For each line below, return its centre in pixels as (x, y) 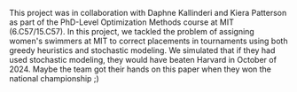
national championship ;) (54, 78)
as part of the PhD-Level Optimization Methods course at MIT (122, 22)
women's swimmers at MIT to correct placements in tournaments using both (148, 41)
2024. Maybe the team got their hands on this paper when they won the (141, 69)
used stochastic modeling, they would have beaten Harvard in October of (143, 60)
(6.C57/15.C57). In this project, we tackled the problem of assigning (132, 31)
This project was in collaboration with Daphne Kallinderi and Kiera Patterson (148, 13)
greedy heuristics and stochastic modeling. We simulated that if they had (142, 50)
